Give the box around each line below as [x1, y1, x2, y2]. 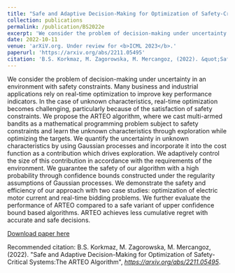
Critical [7, 258, 28, 266]
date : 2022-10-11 [7, 36, 58, 43]
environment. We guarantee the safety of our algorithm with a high [7, 163, 199, 172]
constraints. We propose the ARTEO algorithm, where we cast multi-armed [7, 112, 222, 120]
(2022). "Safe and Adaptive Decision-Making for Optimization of [7, 250, 192, 258]
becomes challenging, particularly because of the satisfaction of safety [7, 104, 213, 112]
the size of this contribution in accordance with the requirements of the [7, 156, 212, 165]
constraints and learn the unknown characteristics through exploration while [7, 126, 227, 135]
